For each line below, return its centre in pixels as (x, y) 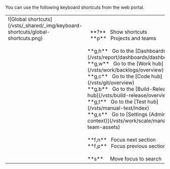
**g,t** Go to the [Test (117, 102)
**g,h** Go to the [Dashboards (127, 51)
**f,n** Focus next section (121, 140)
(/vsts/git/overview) (111, 82)
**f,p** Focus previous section (127, 146)
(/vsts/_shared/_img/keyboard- (45, 26)
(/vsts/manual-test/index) (118, 108)
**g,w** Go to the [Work (119, 64)
